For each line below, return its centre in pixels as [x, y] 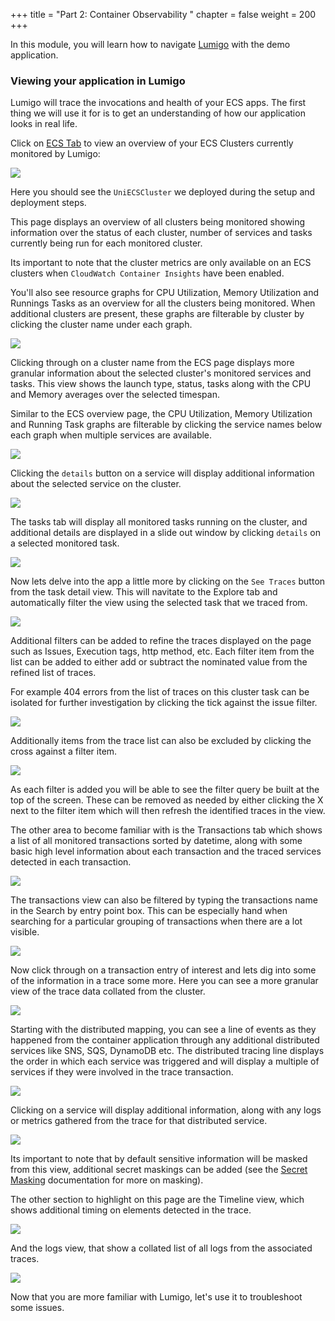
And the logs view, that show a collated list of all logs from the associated [161, 1248]
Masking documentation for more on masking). [107, 1180]
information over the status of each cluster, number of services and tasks [161, 233]
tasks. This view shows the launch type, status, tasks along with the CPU [161, 384]
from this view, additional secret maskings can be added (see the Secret [159, 1170]
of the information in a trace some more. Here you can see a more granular [164, 981]
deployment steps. [48, 203]
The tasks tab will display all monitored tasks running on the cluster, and [159, 522]
